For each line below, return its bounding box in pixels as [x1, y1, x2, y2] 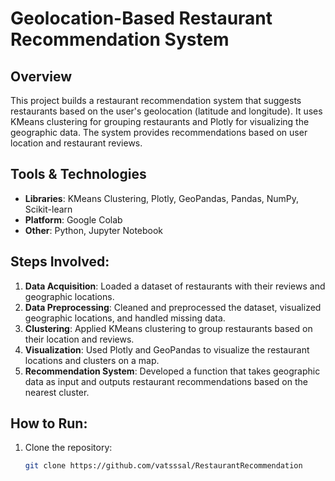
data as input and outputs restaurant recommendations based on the [24, 375, 308, 387]
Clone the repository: [24, 442, 113, 454]
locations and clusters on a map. [24, 354, 160, 366]
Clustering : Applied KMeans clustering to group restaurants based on [24, 322, 313, 334]
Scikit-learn [24, 203, 73, 215]
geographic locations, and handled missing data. [24, 312, 226, 324]
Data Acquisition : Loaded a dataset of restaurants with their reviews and [24, 280, 326, 292]
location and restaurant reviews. [10, 137, 143, 149]
